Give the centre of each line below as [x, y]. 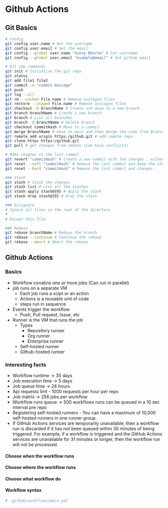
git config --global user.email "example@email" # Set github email [78, 58]
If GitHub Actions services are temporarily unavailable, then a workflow [86, 423]
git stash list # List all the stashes [47, 187]
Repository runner [46, 330]
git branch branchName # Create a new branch [53, 113]
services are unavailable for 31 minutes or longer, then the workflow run [86, 439]
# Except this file [25, 219]
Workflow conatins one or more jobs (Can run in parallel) [71, 283]
